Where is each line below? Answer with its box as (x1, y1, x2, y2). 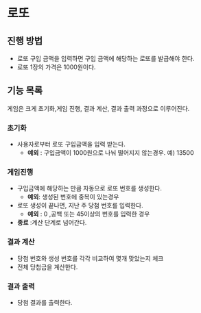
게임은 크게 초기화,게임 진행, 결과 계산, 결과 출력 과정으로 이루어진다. (7, 104, 190, 112)
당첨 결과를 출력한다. (16, 299, 73, 306)
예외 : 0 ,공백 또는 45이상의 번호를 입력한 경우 (27, 210, 150, 218)
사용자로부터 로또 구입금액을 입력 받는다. (16, 140, 126, 149)
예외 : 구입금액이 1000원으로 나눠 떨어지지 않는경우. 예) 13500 (27, 149, 194, 157)
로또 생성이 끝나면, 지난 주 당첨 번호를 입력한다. (16, 201, 144, 210)
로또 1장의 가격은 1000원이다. (16, 63, 96, 71)
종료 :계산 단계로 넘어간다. (16, 218, 87, 227)
